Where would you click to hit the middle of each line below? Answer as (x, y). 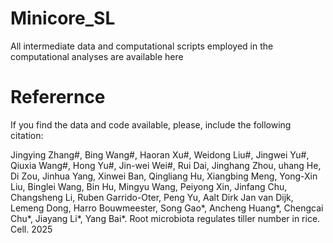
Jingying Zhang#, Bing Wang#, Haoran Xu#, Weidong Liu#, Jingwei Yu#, (160, 154)
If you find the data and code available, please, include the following (151, 124)
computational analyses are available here (97, 56)
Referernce (58, 97)
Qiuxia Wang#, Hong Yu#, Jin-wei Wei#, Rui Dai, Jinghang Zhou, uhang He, (166, 165)
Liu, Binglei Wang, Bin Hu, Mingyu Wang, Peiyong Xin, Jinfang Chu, (149, 186)
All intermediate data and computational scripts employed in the (142, 46)
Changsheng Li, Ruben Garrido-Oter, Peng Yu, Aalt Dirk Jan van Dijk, (152, 197)
